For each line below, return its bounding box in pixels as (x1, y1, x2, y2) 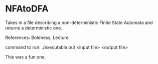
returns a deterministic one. (5, 24, 63, 30)
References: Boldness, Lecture (5, 34, 69, 40)
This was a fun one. (5, 53, 46, 60)
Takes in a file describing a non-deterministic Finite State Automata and (5, 19, 153, 25)
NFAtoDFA (5, 3, 49, 14)
